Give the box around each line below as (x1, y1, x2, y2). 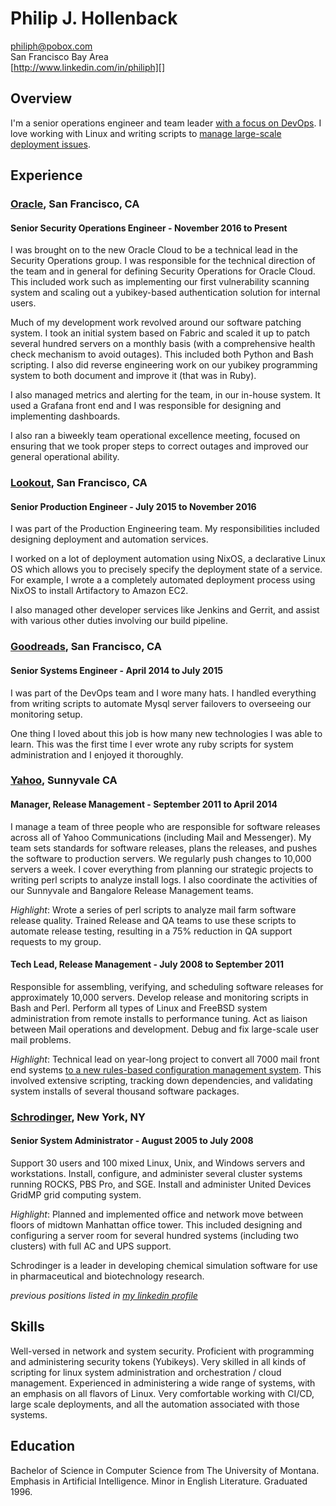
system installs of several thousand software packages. (10, 1085, 240, 1097)
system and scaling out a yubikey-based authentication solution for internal (10, 287, 321, 299)
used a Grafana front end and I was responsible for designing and (10, 400, 282, 412)
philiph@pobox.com (10, 40, 93, 52)
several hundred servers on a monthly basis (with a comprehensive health (10, 338, 316, 350)
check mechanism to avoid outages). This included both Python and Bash (10, 348, 314, 361)
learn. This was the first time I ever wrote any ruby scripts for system (10, 738, 294, 750)
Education (10, 1438, 76, 1455)
